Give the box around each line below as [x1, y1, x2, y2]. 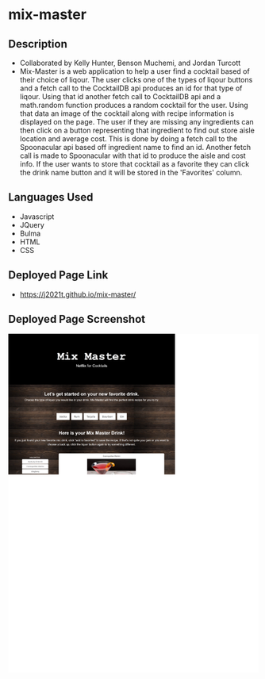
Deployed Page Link [8, 268, 109, 282]
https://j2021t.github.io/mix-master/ [19, 290, 136, 299]
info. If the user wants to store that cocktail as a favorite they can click [19, 159, 250, 168]
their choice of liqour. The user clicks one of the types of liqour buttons [19, 75, 253, 84]
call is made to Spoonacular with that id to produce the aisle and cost [19, 151, 246, 160]
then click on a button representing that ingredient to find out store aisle [19, 125, 255, 135]
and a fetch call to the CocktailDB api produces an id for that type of [19, 83, 243, 93]
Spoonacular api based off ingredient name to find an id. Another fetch [19, 143, 252, 152]
